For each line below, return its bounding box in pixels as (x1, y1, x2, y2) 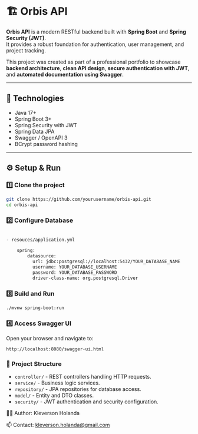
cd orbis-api (6, 202, 38, 208)
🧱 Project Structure (6, 360, 62, 368)
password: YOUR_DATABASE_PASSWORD (32, 269, 117, 276)
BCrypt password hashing (14, 140, 78, 147)
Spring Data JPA (14, 128, 55, 135)
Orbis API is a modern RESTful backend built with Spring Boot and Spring (6, 28, 187, 35)
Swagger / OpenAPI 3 (14, 134, 68, 141)
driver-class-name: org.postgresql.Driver (32, 275, 138, 281)
